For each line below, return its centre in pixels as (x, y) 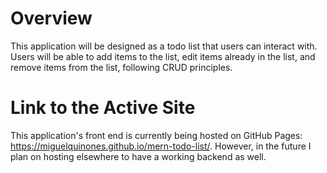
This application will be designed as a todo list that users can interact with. (164, 46)
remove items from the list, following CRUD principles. (121, 67)
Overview (51, 18)
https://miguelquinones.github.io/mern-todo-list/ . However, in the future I (161, 146)
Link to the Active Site (103, 108)
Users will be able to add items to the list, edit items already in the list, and (163, 56)
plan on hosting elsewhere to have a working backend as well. (138, 156)
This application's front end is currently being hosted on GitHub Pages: (156, 135)
